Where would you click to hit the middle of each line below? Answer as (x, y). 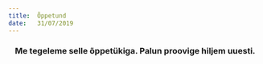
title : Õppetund (37, 16)
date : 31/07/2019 (41, 23)
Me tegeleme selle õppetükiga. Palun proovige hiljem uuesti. (135, 51)
